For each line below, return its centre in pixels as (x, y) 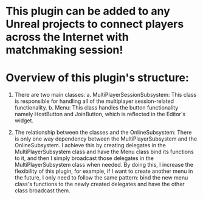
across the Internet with (67, 37)
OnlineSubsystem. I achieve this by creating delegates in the (90, 145)
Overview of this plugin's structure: (98, 78)
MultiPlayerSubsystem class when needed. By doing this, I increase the (104, 165)
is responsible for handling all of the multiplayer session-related (94, 101)
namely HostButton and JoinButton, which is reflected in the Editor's (100, 114)
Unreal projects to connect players (95, 24)
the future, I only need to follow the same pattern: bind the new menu (101, 178)
